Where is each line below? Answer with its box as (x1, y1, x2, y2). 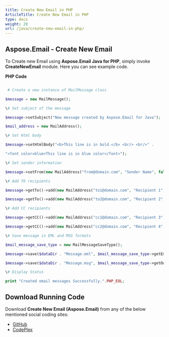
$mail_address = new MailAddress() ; (5, 124, 82, 129)
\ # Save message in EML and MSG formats (5, 233, 92, 238)
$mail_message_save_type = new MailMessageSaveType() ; (5, 242, 123, 247)
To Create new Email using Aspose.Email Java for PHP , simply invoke (5, 58, 150, 64)
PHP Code (5, 73, 27, 79)
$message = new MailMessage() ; (5, 96, 71, 101)
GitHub (12, 321, 28, 327)
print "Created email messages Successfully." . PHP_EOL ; (5, 278, 125, 284)
